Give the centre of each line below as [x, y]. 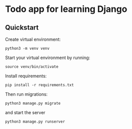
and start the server [25, 112]
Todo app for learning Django [66, 9]
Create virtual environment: [33, 39]
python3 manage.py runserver [35, 122]
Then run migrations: [26, 94]
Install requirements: [26, 76]
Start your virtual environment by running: [48, 58]
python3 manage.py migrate [33, 103]
